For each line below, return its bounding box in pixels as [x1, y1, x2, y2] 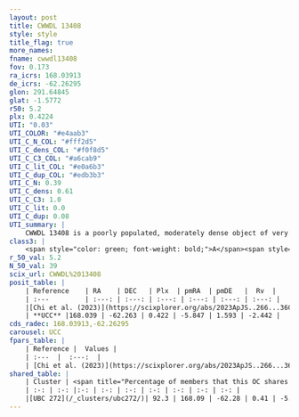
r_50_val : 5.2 [9, 253, 62, 263]
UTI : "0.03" [9, 121, 53, 130]
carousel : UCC [9, 328, 62, 337]
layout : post [9, 12, 58, 22]
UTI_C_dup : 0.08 [9, 211, 69, 221]
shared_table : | [9, 369, 69, 379]
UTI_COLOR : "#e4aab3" [9, 129, 90, 138]
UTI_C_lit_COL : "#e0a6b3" [9, 162, 105, 171]
